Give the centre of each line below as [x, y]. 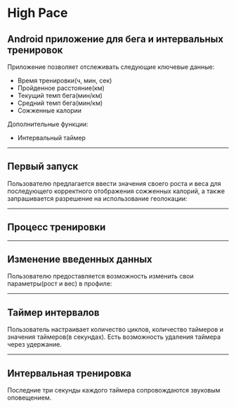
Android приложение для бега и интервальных [115, 39]
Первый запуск [43, 167]
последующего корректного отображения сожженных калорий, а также [116, 191]
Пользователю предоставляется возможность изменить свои [101, 276]
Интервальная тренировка [70, 373]
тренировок [35, 50]
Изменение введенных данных [80, 260]
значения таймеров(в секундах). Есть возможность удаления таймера [114, 337]
